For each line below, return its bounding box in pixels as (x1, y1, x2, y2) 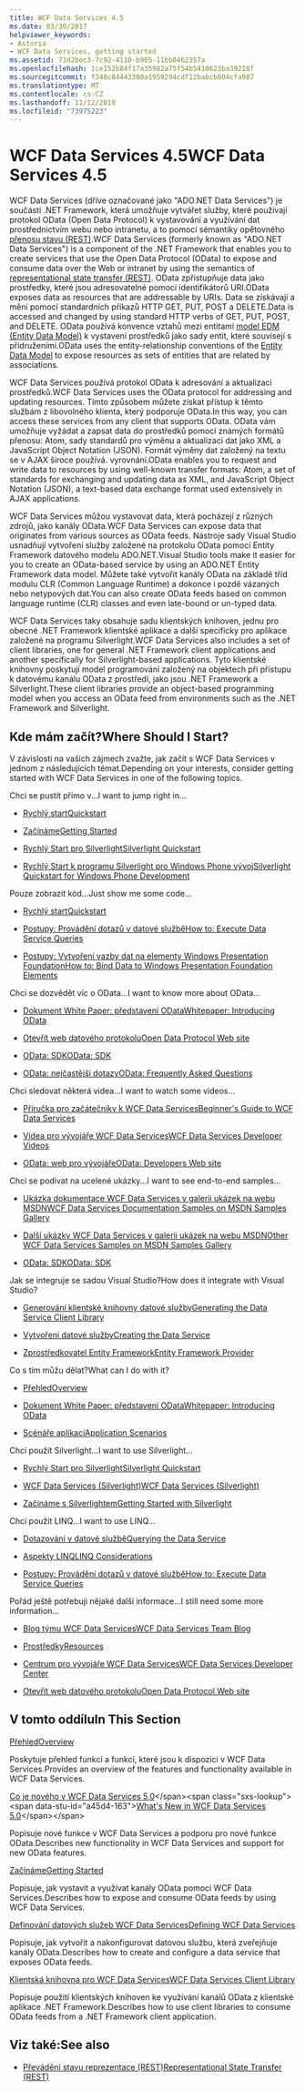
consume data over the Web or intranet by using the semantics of (9, 263, 256, 274)
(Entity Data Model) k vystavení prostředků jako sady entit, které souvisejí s (9, 330, 292, 341)
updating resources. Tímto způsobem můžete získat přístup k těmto (9, 397, 264, 408)
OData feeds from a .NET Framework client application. (9, 2011, 217, 2022)
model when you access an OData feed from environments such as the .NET (9, 693, 297, 704)
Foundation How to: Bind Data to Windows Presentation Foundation (22, 960, 273, 970)
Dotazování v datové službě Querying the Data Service (22, 1533, 226, 1544)
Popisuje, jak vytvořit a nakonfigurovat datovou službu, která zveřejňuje (9, 1936, 278, 1948)
